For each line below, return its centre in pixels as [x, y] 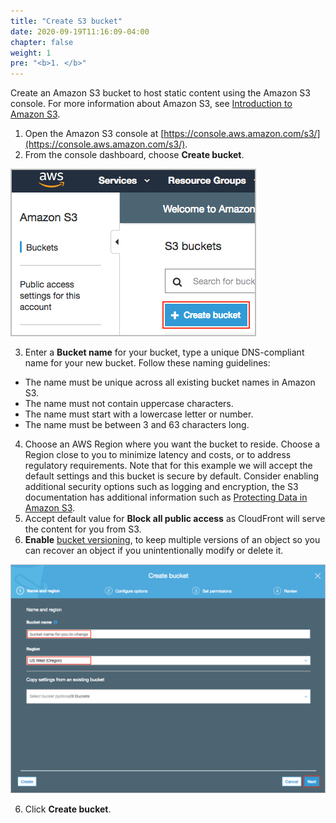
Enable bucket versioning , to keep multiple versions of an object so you [172, 540]
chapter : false [42, 42]
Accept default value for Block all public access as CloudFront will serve [175, 519]
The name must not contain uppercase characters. [129, 404]
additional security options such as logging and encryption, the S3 [161, 487]
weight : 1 [31, 53]
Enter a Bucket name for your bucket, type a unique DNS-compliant [164, 352]
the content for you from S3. [83, 529]
